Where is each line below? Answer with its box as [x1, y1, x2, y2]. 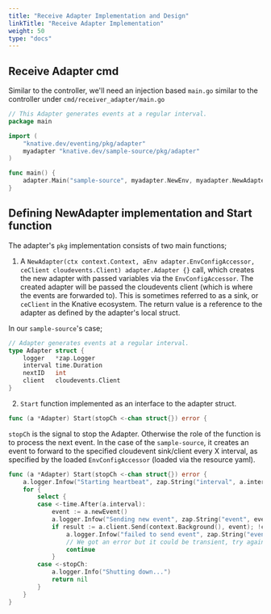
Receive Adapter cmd [8, 64, 119, 78]
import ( [8, 132, 38, 140]
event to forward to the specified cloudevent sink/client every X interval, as [8, 446, 258, 456]
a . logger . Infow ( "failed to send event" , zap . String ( [65, 530, 248, 538]
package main [8, 117, 52, 125]
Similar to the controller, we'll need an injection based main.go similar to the [8, 86, 258, 95]
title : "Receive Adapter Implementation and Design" [8, 11, 190, 20]
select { [37, 493, 67, 501]
